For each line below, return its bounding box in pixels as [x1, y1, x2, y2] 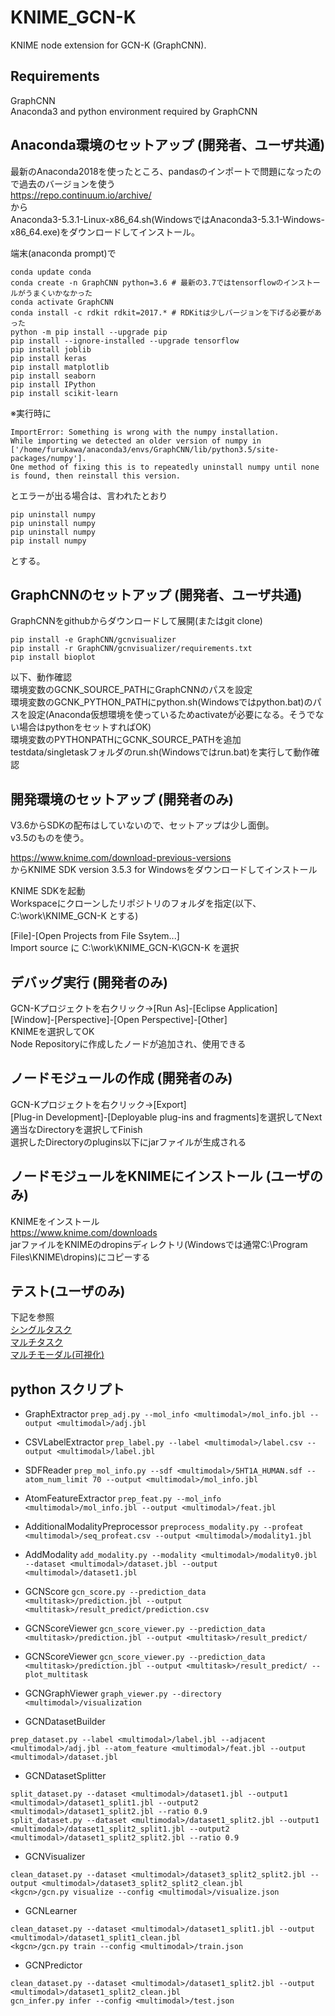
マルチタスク [10, 1336, 63, 1348]
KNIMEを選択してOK [10, 1026, 95, 1037]
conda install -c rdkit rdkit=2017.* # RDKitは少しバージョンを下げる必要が [10, 307, 315, 318]
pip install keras [10, 353, 87, 363]
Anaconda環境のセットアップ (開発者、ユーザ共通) [10, 137, 326, 154]
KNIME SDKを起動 [10, 885, 86, 897]
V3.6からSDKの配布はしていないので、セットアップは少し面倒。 [10, 819, 275, 831]
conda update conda [10, 267, 92, 277]
